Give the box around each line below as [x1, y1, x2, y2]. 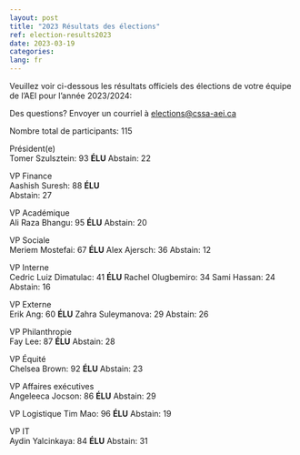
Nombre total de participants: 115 [9, 126, 134, 136]
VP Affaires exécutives [9, 381, 95, 391]
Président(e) [9, 143, 56, 154]
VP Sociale [9, 235, 50, 246]
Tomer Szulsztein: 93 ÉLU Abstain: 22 [9, 153, 152, 164]
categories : [9, 47, 55, 56]
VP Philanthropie [9, 327, 73, 337]
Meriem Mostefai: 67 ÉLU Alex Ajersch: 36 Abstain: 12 [9, 245, 212, 255]
